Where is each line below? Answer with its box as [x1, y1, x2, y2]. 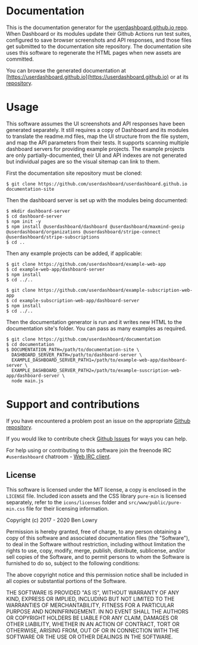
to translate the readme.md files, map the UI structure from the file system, [6, 133, 189, 140]
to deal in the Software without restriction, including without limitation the [6, 540, 186, 548]
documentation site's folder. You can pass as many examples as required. [6, 325, 187, 332]
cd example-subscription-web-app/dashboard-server [11, 297, 140, 304]
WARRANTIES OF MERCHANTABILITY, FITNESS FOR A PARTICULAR [6, 602, 174, 609]
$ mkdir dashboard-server [6, 208, 70, 214]
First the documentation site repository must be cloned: [6, 169, 143, 177]
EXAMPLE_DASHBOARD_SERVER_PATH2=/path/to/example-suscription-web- [11, 367, 183, 373]
